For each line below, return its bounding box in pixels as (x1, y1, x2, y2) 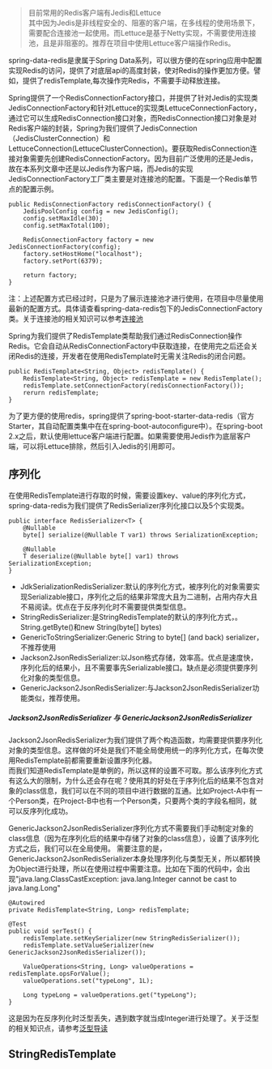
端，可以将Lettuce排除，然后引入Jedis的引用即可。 (8, 442, 180, 451)
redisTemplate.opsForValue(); (8, 969, 111, 977)
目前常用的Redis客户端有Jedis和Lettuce (28, 8, 162, 17)
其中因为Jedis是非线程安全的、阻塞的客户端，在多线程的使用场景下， (28, 18, 260, 28)
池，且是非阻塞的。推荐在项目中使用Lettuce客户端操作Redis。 (28, 38, 236, 48)
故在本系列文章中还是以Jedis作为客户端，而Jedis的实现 (8, 164, 194, 173)
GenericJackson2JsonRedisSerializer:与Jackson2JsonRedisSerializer (19, 682, 253, 692)
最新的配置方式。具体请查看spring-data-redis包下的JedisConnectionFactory (8, 304, 263, 313)
